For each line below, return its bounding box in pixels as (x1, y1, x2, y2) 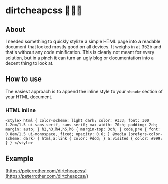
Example (5, 154, 34, 163)
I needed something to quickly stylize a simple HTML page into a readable (5, 38, 161, 44)
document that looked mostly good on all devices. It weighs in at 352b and (5, 44, 162, 50)
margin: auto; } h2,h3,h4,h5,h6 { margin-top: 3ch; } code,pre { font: (5, 127, 160, 132)
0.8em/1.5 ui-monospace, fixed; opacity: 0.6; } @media (5, 132, 126, 137)
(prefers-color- (128, 132, 163, 137)
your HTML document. (5, 94, 52, 100)
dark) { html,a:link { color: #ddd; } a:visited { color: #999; (23, 136, 163, 141)
